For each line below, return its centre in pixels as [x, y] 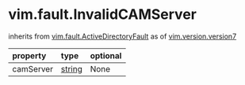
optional [106, 55]
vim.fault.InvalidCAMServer [102, 15]
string [72, 68]
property [29, 55]
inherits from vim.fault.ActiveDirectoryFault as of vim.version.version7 [122, 36]
